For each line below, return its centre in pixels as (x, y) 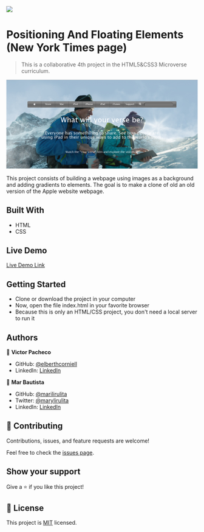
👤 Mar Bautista (25, 382)
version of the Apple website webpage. (55, 191)
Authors (22, 338)
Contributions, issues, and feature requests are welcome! (78, 441)
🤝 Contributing (35, 426)
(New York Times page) (67, 48)
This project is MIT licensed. (42, 523)
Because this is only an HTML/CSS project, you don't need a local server (106, 312)
